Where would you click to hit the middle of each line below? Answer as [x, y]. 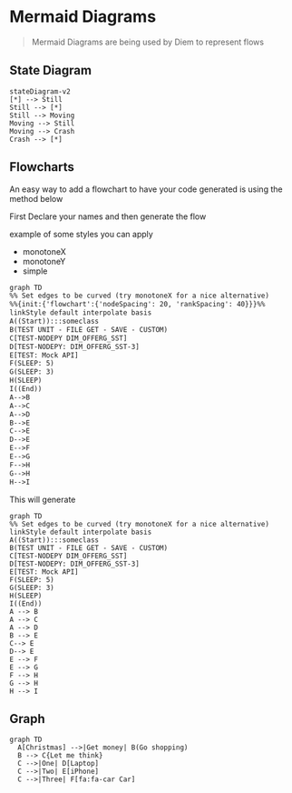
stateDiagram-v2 [40, 91]
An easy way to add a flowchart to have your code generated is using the [146, 189]
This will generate [43, 499]
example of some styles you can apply [82, 234]
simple [35, 271]
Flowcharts [42, 167]
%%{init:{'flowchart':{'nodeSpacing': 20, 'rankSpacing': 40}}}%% [137, 305]
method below [36, 198]
